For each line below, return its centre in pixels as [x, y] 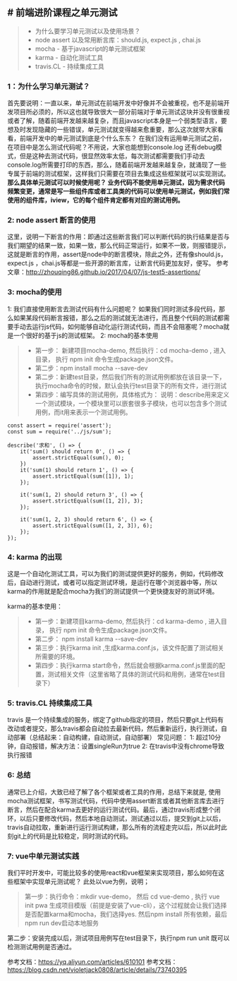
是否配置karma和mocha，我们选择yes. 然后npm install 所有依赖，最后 [126, 914]
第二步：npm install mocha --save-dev [91, 368]
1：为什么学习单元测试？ [49, 86]
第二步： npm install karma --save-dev [91, 639]
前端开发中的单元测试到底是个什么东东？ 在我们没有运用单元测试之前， [122, 138]
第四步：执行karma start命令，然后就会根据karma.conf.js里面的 [127, 665]
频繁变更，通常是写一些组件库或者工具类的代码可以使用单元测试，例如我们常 [119, 191]
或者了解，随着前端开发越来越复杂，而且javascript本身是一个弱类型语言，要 [117, 121]
